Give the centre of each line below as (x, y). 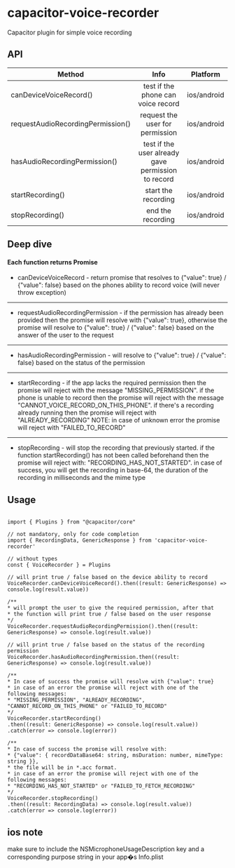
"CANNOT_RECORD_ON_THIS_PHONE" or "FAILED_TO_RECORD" (87, 707)
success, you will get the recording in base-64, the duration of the (113, 470)
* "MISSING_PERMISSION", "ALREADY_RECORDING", (76, 700)
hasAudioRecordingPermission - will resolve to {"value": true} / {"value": (122, 355)
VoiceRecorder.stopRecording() (53, 799)
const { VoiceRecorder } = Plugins (59, 565)
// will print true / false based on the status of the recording (106, 645)
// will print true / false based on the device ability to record (108, 577)
